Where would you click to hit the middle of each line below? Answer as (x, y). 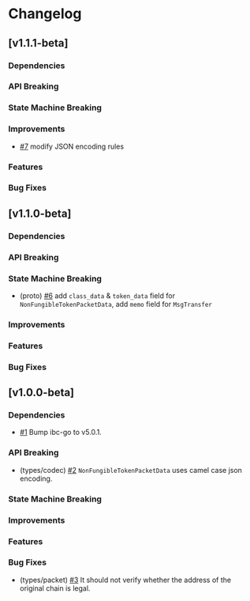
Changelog (45, 14)
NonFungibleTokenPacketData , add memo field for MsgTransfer (116, 304)
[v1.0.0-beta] (41, 393)
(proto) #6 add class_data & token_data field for (97, 296)
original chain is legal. (55, 588)
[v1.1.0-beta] (40, 213)
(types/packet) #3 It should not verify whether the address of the (125, 580)
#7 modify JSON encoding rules (72, 146)
